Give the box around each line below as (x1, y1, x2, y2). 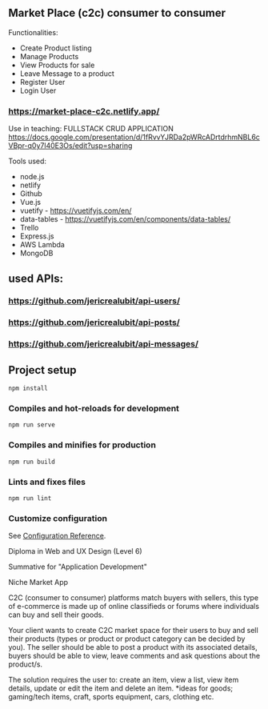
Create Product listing (19, 43, 92, 53)
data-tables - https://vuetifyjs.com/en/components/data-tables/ (19, 214, 231, 224)
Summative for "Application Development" (8, 562, 148, 571)
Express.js (19, 231, 54, 241)
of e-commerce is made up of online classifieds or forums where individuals (8, 602, 260, 611)
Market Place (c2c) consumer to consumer (8, 6, 226, 20)
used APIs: (8, 271, 64, 285)
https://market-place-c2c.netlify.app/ (8, 106, 160, 117)
